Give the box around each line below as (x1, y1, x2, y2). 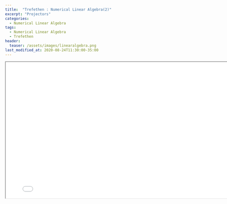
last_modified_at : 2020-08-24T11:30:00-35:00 (5, 47, 98, 52)
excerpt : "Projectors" (5, 12, 51, 16)
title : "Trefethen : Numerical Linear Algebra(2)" (5, 7, 112, 12)
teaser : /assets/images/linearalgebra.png (9, 43, 97, 48)
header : (5, 39, 21, 44)
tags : (5, 25, 16, 30)
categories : (5, 16, 29, 21)
